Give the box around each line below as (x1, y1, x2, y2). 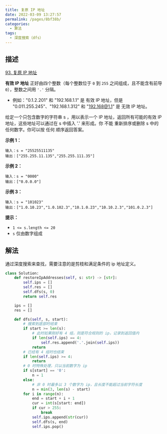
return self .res (23, 294, 57, 299)
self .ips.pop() (31, 424, 64, 429)
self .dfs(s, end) (31, 419, 68, 424)
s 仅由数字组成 (12, 230, 42, 236)
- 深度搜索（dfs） (9, 36, 43, 41)
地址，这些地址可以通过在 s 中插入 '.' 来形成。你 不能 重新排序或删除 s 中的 (5, 120, 159, 126)
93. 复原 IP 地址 (5, 69, 37, 75)
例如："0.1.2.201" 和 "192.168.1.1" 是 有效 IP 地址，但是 (12, 97, 123, 103)
